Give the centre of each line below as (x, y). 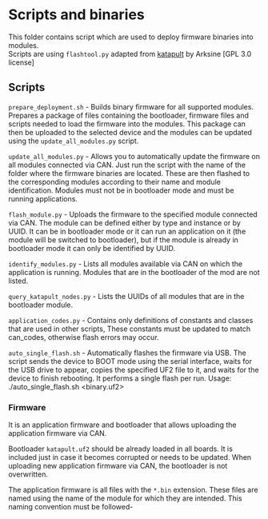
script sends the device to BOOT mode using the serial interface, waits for (130, 361)
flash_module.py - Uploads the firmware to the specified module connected (133, 214)
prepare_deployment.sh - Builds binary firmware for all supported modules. (131, 106)
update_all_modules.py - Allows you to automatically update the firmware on (134, 156)
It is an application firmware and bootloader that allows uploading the (122, 425)
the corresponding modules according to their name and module (115, 182)
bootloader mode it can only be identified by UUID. (92, 248)
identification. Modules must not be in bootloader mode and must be (121, 190)
